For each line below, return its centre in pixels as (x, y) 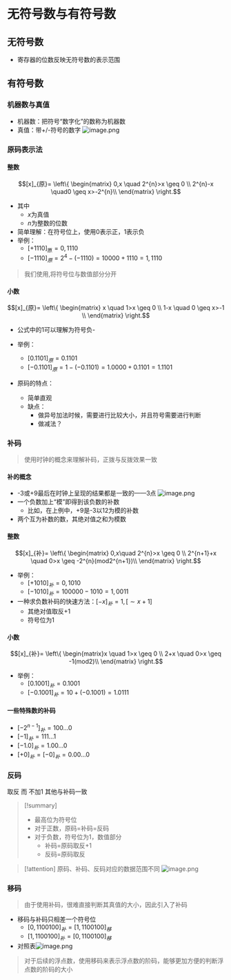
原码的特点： (35, 383)
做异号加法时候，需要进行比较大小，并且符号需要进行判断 (119, 415)
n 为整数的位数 (47, 223)
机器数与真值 (29, 105)
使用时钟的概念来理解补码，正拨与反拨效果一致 (90, 460)
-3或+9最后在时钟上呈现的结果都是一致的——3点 (87, 493)
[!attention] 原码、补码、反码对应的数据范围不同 (92, 869)
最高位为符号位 (56, 820)
